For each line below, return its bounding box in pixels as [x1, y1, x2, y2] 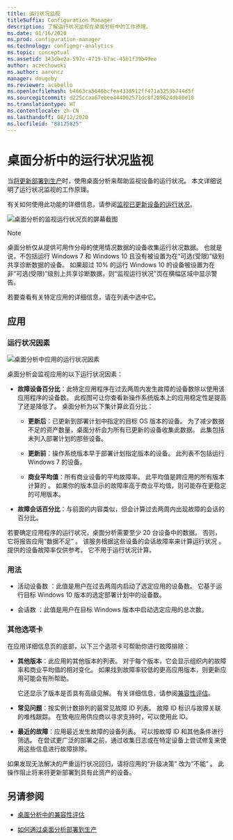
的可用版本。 [27, 490, 65, 499]
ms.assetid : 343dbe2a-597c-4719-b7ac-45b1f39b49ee [7, 56, 157, 63]
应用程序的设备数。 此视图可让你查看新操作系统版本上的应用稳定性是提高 [17, 394, 227, 402]
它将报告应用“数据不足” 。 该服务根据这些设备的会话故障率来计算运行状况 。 [7, 537, 225, 545]
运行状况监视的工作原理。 [19, 185, 93, 194]
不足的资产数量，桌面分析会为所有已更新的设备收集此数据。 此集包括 [27, 426, 225, 434]
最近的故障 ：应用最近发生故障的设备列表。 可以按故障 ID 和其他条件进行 [17, 727, 224, 736]
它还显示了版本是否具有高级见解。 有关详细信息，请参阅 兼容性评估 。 [17, 689, 214, 697]
